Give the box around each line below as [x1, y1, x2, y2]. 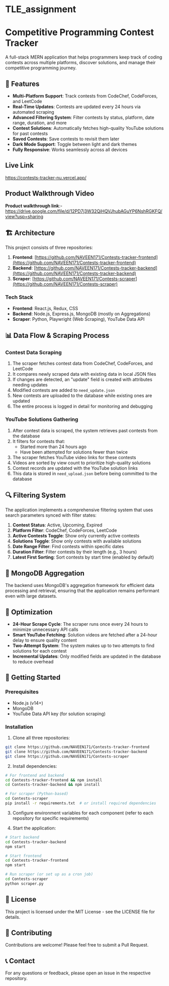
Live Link [5, 161, 34, 170]
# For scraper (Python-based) [5, 792, 69, 797]
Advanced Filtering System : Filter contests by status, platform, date [12, 114, 154, 120]
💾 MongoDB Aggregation [5, 569, 84, 577]
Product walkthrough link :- [5, 203, 63, 209]
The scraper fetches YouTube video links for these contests [12, 454, 136, 460]
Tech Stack [5, 294, 34, 301]
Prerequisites [5, 688, 39, 696]
